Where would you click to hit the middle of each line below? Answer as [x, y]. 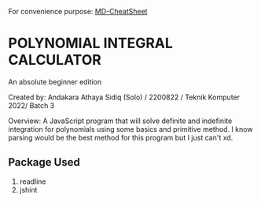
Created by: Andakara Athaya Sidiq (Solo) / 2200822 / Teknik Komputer [124, 97]
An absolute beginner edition [55, 81]
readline [33, 181]
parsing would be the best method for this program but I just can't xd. [121, 137]
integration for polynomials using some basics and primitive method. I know [130, 129]
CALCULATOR [55, 60]
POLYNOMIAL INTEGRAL [90, 43]
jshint [28, 189]
